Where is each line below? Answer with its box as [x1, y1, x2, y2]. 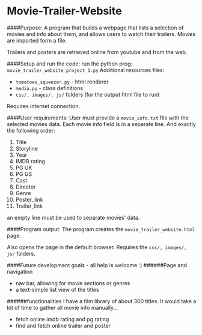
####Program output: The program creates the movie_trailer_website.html [7, 225, 195, 232]
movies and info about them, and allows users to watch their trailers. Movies [7, 30, 196, 37]
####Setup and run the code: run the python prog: [7, 60, 133, 67]
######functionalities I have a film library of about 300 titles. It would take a [7, 297, 197, 304]
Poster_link [15, 196, 43, 203]
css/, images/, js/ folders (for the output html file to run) [15, 91, 160, 98]
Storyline [15, 145, 38, 152]
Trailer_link [15, 202, 43, 210]
